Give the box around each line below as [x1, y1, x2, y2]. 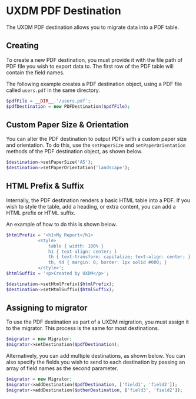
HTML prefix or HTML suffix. [6, 209, 75, 216]
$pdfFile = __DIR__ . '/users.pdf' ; [6, 98, 91, 104]
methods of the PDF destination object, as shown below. [6, 148, 143, 155]
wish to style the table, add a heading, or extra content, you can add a [6, 203, 176, 210]
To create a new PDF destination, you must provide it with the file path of [6, 56, 183, 63]
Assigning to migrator [6, 303, 88, 313]
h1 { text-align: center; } [48, 249, 117, 255]
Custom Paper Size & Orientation [6, 120, 129, 130]
